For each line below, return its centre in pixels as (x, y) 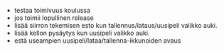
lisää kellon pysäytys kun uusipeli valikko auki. (82, 33)
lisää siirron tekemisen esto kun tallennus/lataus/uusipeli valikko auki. (116, 25)
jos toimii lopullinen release (54, 18)
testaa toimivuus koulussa (52, 10)
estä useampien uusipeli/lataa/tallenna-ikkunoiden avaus (97, 41)
